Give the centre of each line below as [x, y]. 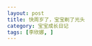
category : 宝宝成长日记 [38, 26]
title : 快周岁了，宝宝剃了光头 [46, 20]
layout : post [26, 13]
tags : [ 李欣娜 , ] [30, 32]
